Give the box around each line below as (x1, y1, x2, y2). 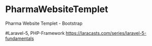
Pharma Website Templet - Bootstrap (5, 20, 83, 26)
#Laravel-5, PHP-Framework (5, 30, 65, 36)
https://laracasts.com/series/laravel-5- (65, 30, 147, 36)
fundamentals (5, 35, 34, 41)
